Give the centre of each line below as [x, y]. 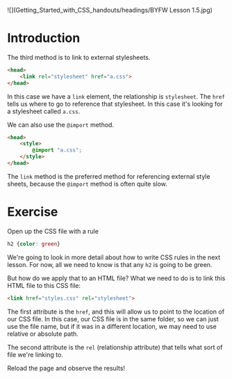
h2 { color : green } [34, 244]
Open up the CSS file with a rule [53, 231]
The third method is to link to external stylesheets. [79, 57]
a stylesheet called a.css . [44, 111]
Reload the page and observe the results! [66, 368]
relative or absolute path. [43, 334]
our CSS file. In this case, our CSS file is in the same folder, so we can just [113, 318]
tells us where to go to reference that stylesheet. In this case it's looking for [115, 104]
